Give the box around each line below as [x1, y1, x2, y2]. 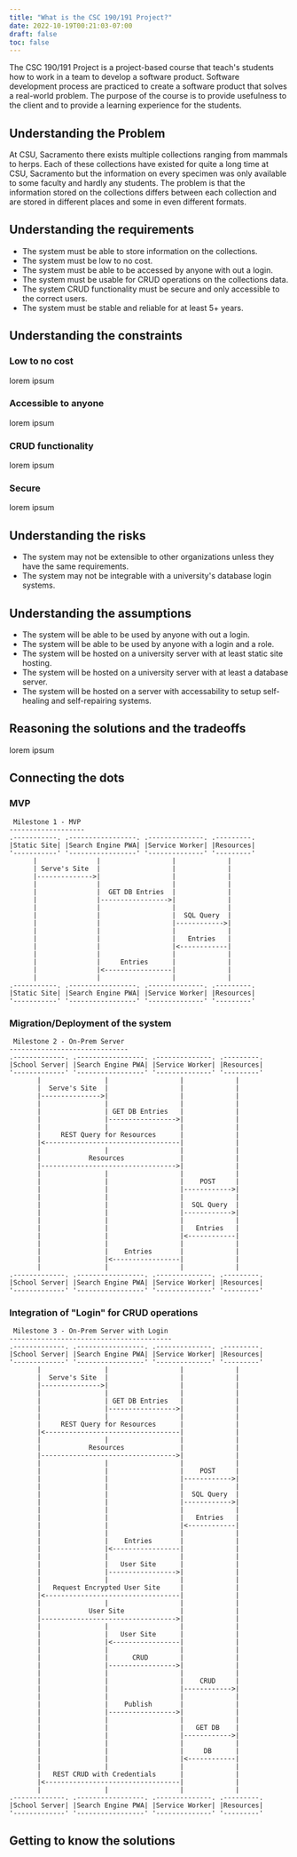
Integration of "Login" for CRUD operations [9, 1306, 199, 1318]
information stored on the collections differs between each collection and [9, 188, 277, 198]
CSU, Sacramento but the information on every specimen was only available [9, 168, 287, 179]
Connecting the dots [9, 771, 125, 786]
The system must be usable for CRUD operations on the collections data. [21, 274, 289, 284]
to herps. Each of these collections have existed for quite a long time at [9, 159, 269, 170]
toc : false [9, 37, 50, 47]
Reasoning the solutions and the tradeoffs [9, 721, 246, 736]
